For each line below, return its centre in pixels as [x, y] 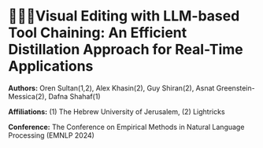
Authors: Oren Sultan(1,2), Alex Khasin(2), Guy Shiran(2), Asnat [111, 88]
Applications [51, 67]
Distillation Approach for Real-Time [126, 50]
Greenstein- [235, 88]
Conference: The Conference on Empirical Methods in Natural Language [126, 127]
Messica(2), [28, 96]
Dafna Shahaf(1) [74, 96]
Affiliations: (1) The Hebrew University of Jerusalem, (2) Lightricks [117, 111]
